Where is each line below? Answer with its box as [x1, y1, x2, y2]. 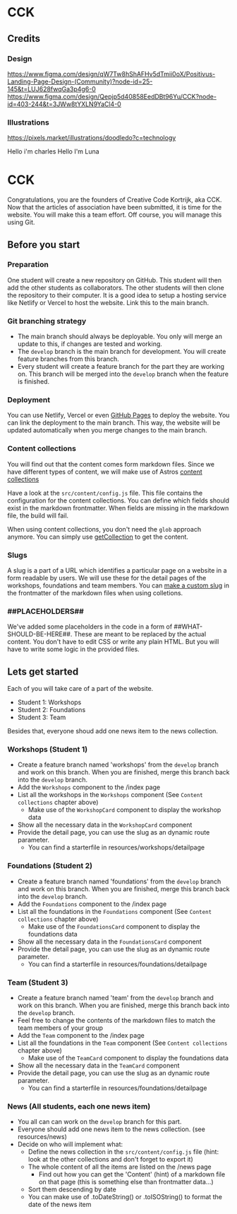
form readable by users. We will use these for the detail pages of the [7, 573, 207, 582]
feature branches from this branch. [17, 355, 120, 363]
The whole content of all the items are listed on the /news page [28, 1162, 212, 1172]
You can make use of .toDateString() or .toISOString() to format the [28, 1193, 222, 1201]
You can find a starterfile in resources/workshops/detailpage [28, 843, 205, 852]
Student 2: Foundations [17, 706, 86, 714]
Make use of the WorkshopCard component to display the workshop [28, 806, 221, 814]
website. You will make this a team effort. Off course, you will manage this [7, 210, 222, 219]
